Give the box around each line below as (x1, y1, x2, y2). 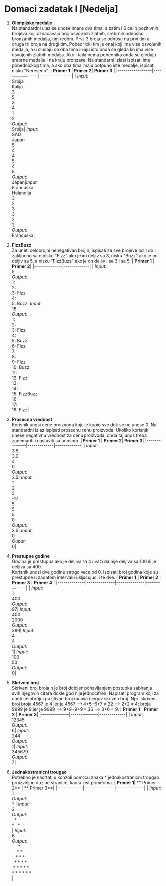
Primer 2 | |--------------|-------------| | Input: (11, 263, 107, 269)
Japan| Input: (11, 179, 38, 185)
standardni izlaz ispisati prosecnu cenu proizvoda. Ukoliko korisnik (11, 427, 149, 433)
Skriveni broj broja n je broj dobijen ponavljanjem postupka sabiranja (11, 685, 152, 691)
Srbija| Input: (11, 126, 38, 132)
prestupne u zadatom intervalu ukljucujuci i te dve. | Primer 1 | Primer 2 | (11, 574, 161, 580)
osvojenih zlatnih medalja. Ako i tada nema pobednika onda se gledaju (11, 51, 156, 58)
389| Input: (11, 627, 35, 633)
